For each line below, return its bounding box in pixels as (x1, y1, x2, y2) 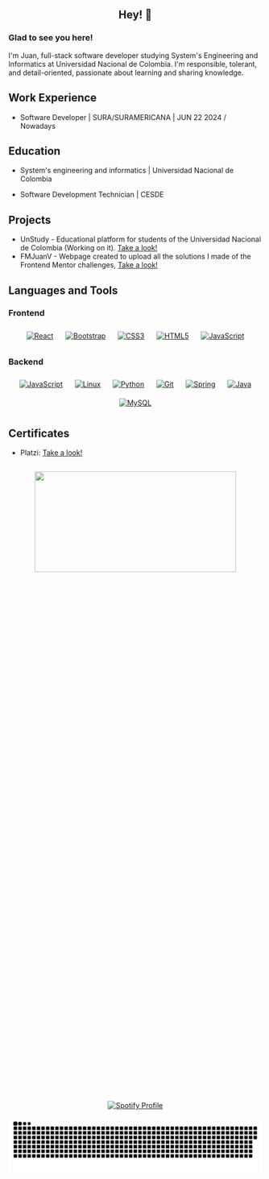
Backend (8, 356, 44, 367)
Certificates (8, 426, 70, 440)
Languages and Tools (8, 283, 118, 297)
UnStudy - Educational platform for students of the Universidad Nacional (19, 234, 262, 244)
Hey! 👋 (118, 8, 153, 22)
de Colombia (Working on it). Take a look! (19, 243, 158, 253)
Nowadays (19, 121, 56, 130)
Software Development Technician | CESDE (19, 190, 164, 200)
